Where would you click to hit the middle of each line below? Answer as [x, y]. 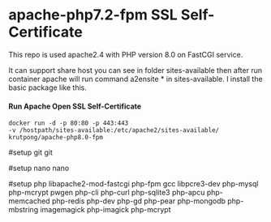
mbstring [24, 210]
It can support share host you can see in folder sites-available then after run [135, 70]
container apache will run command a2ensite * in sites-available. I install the [135, 79]
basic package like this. [48, 88]
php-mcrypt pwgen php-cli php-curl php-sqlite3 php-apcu [107, 193]
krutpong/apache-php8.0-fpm [56, 138]
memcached [29, 201]
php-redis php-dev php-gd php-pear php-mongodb [138, 201]
